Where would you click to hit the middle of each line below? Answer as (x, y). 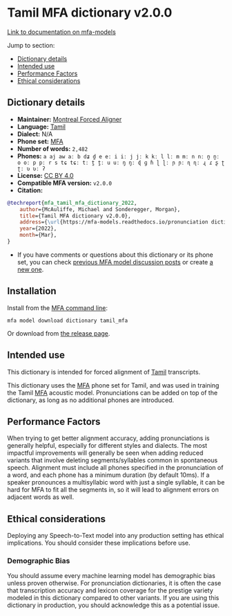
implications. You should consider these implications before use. (99, 543)
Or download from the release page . (59, 333)
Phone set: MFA (40, 141)
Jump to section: (31, 45)
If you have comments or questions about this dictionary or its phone (115, 255)
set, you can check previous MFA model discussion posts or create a (115, 262)
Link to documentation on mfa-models (61, 32)
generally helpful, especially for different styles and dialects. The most (107, 446)
